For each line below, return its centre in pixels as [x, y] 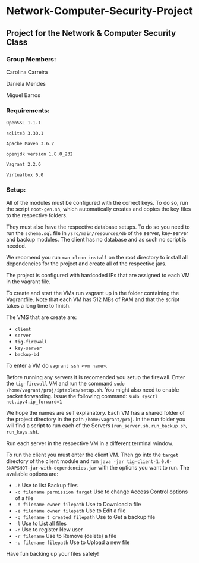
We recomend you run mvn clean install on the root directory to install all [97, 258]
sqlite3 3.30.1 [25, 133]
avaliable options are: [32, 474]
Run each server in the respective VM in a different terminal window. [90, 443]
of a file [24, 498]
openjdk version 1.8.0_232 [40, 154]
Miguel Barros [23, 95]
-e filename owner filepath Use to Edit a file [70, 511]
